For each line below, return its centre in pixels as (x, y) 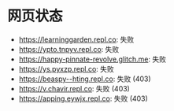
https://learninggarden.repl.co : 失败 (76, 39)
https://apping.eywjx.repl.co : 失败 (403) (83, 98)
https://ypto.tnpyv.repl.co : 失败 (69, 49)
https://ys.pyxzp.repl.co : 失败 (67, 68)
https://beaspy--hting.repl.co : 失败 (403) (85, 79)
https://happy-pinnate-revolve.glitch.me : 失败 (93, 59)
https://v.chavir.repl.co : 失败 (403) (74, 88)
